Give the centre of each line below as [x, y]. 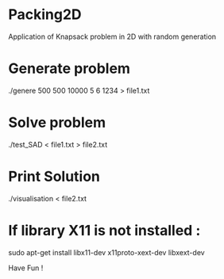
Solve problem [57, 122]
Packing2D [45, 15]
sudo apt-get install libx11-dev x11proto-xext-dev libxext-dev [106, 252]
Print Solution [54, 177]
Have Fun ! [26, 268]
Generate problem [70, 69]
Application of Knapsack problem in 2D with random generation [112, 36]
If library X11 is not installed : [104, 230]
